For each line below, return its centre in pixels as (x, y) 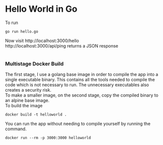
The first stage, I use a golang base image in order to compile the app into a (82, 74)
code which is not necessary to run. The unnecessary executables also (77, 85)
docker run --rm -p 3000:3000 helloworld (48, 138)
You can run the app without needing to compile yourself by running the (78, 124)
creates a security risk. (28, 90)
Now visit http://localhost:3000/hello (42, 41)
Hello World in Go (41, 9)
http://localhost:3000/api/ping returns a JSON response (62, 46)
